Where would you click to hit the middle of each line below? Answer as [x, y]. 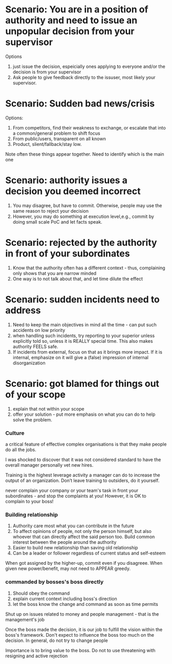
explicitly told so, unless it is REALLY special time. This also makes [83, 341]
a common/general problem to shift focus [57, 133]
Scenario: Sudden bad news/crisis [80, 104]
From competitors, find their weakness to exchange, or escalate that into [89, 127]
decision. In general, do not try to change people [57, 640]
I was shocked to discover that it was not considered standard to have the [83, 459]
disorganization [29, 363]
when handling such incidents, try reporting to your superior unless [84, 336]
